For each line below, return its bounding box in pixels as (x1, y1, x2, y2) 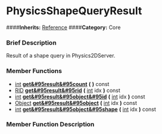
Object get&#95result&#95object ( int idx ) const (14, 99, 138, 106)
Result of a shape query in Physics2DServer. (6, 52, 116, 59)
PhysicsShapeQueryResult (6, 4, 142, 18)
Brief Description (6, 39, 57, 47)
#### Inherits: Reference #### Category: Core (6, 24, 121, 31)
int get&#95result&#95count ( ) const (14, 80, 110, 87)
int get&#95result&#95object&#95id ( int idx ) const (14, 93, 145, 100)
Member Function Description (6, 120, 95, 129)
